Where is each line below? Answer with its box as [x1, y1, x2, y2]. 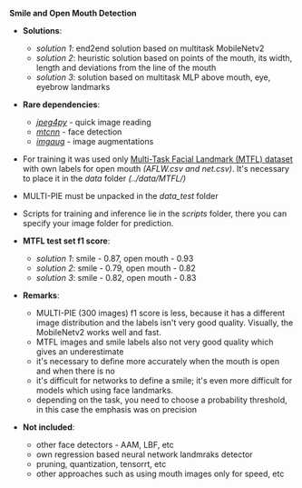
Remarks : [22, 290, 60, 301]
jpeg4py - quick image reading [35, 117, 151, 127]
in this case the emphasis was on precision [35, 404, 198, 414]
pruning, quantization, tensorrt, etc [35, 459, 167, 469]
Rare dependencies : [22, 99, 101, 110]
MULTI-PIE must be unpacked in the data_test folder [22, 191, 219, 201]
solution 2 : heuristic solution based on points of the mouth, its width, [35, 53, 293, 63]
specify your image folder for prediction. [22, 218, 174, 228]
